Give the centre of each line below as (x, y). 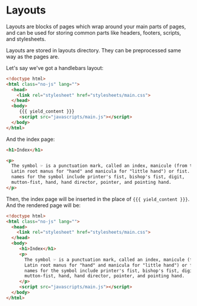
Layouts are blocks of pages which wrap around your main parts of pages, (96, 26)
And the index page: (30, 139)
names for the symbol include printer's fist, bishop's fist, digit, (98, 177)
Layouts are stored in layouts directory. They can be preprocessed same (94, 50)
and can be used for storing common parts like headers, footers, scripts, (94, 32)
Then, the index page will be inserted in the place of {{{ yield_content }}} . (98, 199)
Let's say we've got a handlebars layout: (55, 68)
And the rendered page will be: (43, 205)
